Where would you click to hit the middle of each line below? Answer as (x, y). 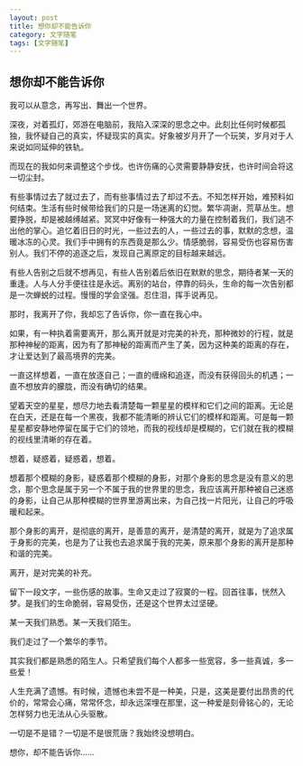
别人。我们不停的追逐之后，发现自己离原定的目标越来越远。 (120, 253)
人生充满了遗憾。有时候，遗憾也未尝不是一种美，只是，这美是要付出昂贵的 (147, 691)
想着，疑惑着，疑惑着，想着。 (64, 459)
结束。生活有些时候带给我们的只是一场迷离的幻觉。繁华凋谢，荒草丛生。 (151, 208)
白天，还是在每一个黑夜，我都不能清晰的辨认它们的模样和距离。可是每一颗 (155, 417)
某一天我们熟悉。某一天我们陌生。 (73, 622)
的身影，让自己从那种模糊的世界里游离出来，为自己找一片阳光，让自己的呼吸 (151, 500)
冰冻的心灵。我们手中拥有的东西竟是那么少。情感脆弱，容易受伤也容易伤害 (155, 242)
